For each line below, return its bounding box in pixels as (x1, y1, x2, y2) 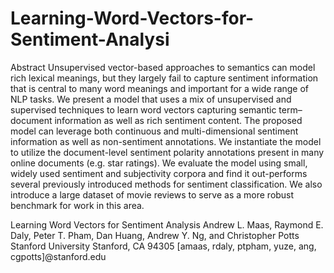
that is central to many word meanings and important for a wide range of (10, 82, 310, 94)
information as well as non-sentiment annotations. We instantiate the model (10, 135, 322, 147)
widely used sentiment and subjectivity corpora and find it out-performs (10, 167, 308, 179)
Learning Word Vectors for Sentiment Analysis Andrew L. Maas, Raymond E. (10, 218, 324, 231)
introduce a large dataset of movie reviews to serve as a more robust (10, 188, 295, 201)
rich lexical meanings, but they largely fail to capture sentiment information (10, 72, 319, 84)
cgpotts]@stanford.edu (10, 250, 107, 262)
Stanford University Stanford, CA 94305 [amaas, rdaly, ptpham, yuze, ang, (10, 240, 317, 252)
